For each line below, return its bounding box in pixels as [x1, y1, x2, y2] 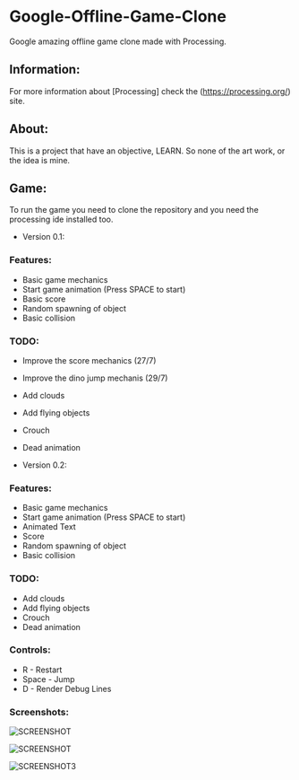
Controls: [9, 644, 51, 656]
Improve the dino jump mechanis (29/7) [21, 372, 168, 383]
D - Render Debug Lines [21, 683, 112, 694]
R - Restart [21, 664, 63, 675]
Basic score [21, 294, 66, 304]
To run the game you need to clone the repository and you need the [9, 205, 260, 215]
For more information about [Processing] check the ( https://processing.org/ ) [9, 85, 291, 96]
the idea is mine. [9, 154, 70, 165]
